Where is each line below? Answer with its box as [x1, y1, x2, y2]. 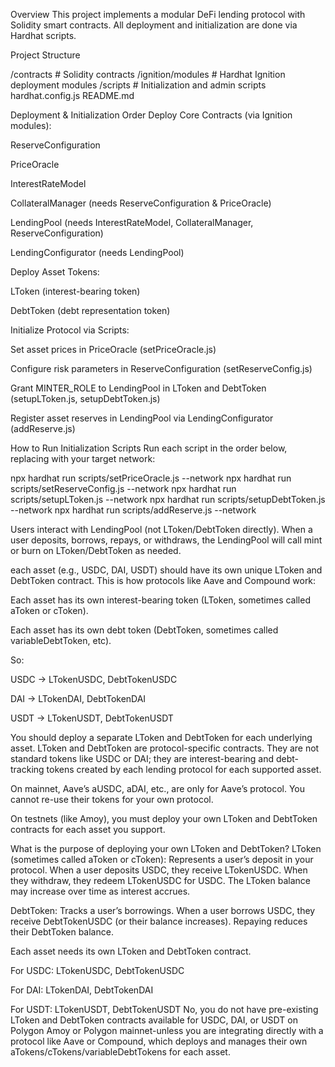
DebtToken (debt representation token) [10, 305, 171, 316]
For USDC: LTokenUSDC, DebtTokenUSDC [10, 965, 185, 976]
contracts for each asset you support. [10, 824, 166, 835]
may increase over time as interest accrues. [10, 885, 191, 897]
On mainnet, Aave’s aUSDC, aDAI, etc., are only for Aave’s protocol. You [10, 783, 306, 794]
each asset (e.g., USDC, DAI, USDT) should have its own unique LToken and [10, 564, 323, 576]
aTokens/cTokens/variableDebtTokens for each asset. [10, 1046, 231, 1058]
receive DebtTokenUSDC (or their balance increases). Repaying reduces [10, 915, 308, 927]
